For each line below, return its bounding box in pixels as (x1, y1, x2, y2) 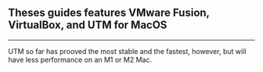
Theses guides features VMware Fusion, (8, 6, 210, 20)
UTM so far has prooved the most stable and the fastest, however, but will (8, 46, 247, 56)
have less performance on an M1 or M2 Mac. (8, 55, 153, 64)
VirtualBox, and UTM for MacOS (8, 19, 168, 32)
